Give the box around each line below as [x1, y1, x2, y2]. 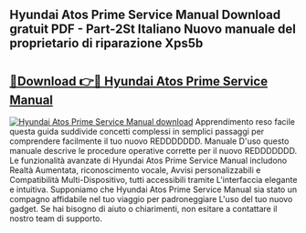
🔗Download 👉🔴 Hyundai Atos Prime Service [9, 73, 268, 89]
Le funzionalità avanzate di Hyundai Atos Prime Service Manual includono [9, 155, 288, 166]
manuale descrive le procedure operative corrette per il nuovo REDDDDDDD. [9, 146, 298, 156]
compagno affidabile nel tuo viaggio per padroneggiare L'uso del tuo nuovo [9, 194, 293, 204]
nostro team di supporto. [9, 213, 103, 224]
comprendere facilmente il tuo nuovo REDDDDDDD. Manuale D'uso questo [9, 136, 290, 147]
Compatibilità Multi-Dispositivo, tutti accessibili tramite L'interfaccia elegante [9, 175, 298, 185]
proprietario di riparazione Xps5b [9, 35, 204, 51]
